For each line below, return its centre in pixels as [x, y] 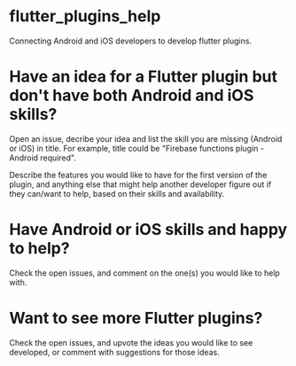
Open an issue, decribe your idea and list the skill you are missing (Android [146, 138]
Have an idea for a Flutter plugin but [143, 77]
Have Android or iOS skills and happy [148, 230]
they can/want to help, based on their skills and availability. [117, 193]
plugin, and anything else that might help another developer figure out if [140, 184]
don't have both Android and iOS [132, 96]
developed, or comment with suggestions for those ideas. [114, 352]
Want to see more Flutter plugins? [136, 318]
